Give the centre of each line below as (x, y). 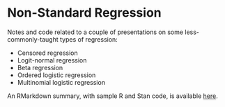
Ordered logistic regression (56, 75)
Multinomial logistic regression (61, 82)
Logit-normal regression (52, 60)
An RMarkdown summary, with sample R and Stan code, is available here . (113, 96)
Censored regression (47, 53)
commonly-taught (33, 39)
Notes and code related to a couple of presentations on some (95, 32)
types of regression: (89, 39)
